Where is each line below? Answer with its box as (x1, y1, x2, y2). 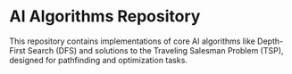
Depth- (257, 36, 284, 46)
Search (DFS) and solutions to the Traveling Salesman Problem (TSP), (27, 45, 284, 55)
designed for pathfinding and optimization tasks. (9, 54, 188, 65)
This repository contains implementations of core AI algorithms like (9, 36, 256, 46)
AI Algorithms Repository (9, 6, 201, 27)
